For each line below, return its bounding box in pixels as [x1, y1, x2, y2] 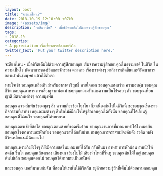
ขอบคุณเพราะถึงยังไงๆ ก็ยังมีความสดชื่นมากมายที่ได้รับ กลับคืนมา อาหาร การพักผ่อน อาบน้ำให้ [5, 144, 153, 150]
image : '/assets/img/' [5, 20, 51, 26]
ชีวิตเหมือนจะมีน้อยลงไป [5, 135, 44, 140]
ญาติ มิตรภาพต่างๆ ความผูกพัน [5, 93, 54, 99]
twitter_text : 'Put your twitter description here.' [5, 48, 115, 53]
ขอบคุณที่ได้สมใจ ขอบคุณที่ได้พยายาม [5, 114, 65, 119]
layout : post [5, 7, 32, 12]
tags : [5, 30, 16, 35]
